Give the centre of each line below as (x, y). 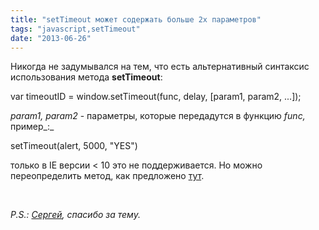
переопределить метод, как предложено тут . (107, 176)
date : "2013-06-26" (51, 38)
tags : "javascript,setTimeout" (75, 29)
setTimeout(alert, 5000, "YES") (74, 146)
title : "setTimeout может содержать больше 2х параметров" (136, 19)
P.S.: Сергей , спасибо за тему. (75, 215)
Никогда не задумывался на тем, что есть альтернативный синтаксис (160, 67)
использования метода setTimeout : (86, 77)
